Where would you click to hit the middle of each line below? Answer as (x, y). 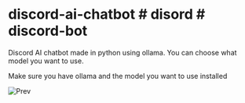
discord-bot (48, 31)
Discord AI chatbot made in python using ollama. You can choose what (122, 52)
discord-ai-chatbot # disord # (107, 14)
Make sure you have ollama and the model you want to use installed (118, 76)
